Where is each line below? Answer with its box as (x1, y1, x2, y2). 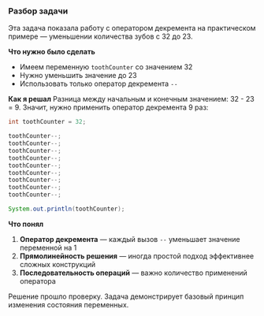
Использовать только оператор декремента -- (19, 79, 178, 88)
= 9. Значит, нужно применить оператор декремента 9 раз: (8, 102, 209, 112)
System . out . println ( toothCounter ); (8, 205, 125, 214)
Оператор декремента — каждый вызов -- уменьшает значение (19, 234, 240, 244)
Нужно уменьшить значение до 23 (19, 71, 137, 80)
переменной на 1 (19, 243, 77, 252)
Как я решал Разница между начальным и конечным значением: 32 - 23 (8, 95, 255, 104)
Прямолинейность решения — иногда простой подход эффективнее (19, 251, 255, 261)
